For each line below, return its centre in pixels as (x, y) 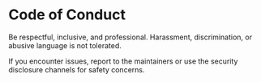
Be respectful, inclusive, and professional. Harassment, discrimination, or (130, 37)
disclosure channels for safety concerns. (77, 69)
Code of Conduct (67, 15)
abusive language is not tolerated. (65, 45)
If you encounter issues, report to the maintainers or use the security (123, 61)
